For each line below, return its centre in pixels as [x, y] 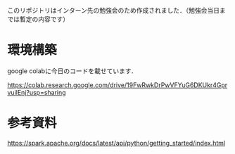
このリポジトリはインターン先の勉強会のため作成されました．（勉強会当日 [114, 10]
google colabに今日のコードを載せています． [72, 71]
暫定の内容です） [44, 19]
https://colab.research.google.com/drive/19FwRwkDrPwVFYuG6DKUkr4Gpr [118, 85]
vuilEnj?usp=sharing [37, 92]
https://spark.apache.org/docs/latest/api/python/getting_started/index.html [116, 143]
